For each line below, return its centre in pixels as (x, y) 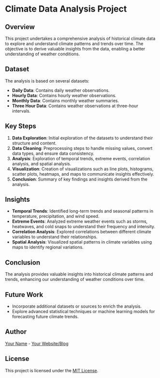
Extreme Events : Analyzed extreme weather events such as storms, (80, 221)
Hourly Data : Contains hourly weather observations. (64, 95)
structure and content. (34, 143)
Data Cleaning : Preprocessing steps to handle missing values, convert (82, 148)
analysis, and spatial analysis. (42, 164)
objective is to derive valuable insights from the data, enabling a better (75, 49)
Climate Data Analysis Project (66, 9)
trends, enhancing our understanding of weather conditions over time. (75, 279)
